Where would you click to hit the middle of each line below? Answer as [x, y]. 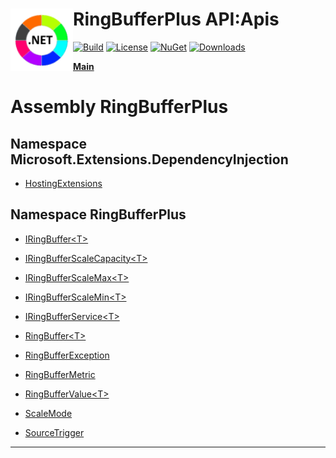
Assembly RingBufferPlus [119, 107]
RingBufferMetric [60, 374]
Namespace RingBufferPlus [98, 214]
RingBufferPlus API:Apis [176, 19]
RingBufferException [67, 355]
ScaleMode [48, 413]
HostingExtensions [63, 183]
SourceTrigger [54, 432]
